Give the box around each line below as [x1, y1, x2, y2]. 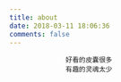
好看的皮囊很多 [65, 55, 113, 65]
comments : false [9, 29, 70, 38]
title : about [9, 12, 58, 22]
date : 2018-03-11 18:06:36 [9, 21, 110, 30]
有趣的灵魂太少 [65, 65, 113, 74]
